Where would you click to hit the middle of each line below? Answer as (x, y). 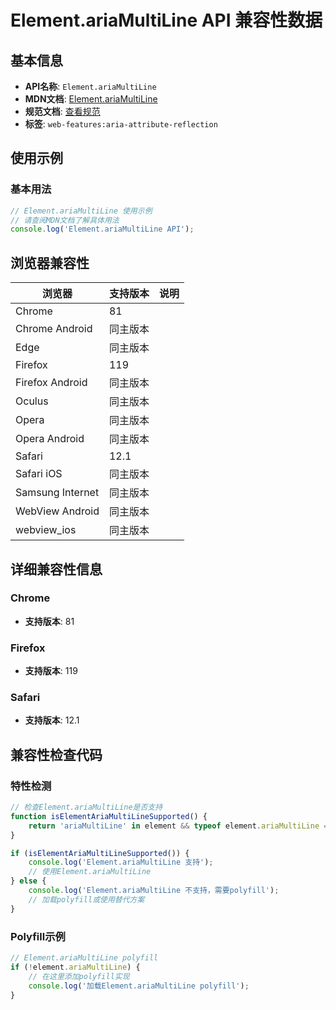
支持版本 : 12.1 (52, 720)
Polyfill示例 (38, 936)
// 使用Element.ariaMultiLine (90, 872)
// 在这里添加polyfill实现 (79, 976)
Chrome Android (54, 329)
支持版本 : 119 (51, 671)
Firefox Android (51, 383)
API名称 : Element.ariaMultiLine (90, 86)
